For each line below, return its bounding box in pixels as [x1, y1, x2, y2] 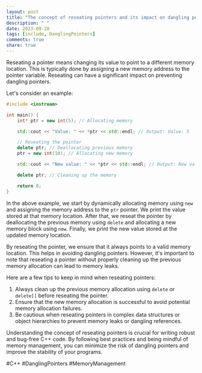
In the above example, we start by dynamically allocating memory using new [6, 199, 194, 207]
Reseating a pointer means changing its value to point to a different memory [6, 58, 194, 66]
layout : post [6, 8, 39, 15]
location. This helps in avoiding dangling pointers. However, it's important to [6, 249, 194, 256]
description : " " [6, 20, 50, 26]
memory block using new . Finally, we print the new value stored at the [6, 225, 177, 232]
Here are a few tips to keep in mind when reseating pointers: [6, 274, 156, 281]
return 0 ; [17, 183, 42, 189]
